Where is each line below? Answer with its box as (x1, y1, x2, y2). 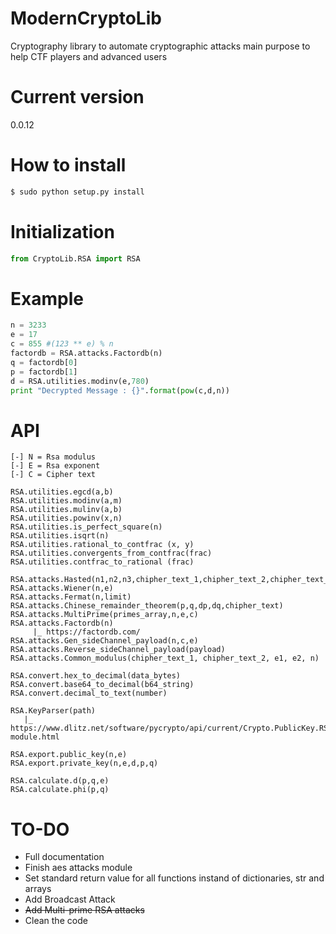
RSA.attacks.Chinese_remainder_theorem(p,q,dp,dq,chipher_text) (10, 601, 284, 611)
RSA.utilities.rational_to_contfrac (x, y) (10, 540, 195, 550)
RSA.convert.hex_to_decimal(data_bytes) (10, 671, 182, 681)
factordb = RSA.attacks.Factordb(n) (10, 348, 163, 359)
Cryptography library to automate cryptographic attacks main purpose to (10, 40, 311, 52)
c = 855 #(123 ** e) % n (10, 339, 114, 349)
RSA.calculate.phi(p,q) (10, 785, 110, 795)
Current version (10, 86, 145, 109)
